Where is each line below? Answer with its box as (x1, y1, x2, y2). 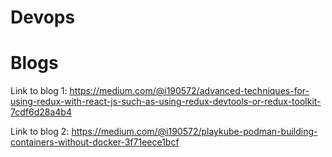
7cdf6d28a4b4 (10, 106, 72, 118)
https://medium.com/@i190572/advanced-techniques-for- (69, 85, 310, 97)
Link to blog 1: (10, 85, 68, 97)
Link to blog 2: (10, 126, 70, 138)
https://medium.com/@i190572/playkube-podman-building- (71, 126, 318, 138)
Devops (10, 6, 76, 29)
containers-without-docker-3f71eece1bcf (10, 136, 180, 148)
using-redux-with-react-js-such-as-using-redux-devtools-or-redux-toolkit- (10, 96, 322, 108)
